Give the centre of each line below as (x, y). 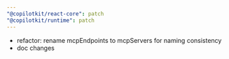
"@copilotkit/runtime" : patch (51, 20)
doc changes (36, 48)
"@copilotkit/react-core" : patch (55, 14)
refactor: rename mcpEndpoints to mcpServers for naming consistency (119, 40)
